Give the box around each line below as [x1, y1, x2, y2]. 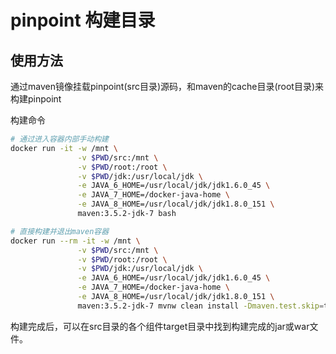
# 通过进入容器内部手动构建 [10, 134, 110, 144]
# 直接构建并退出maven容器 [10, 226, 110, 236]
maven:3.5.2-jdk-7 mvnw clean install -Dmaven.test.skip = [77, 301, 325, 311]
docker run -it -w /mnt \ [10, 143, 118, 153]
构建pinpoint [10, 93, 62, 105]
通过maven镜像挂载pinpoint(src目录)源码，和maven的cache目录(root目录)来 [10, 81, 325, 92]
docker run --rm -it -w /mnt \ [10, 236, 141, 246]
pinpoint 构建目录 [10, 9, 156, 32]
